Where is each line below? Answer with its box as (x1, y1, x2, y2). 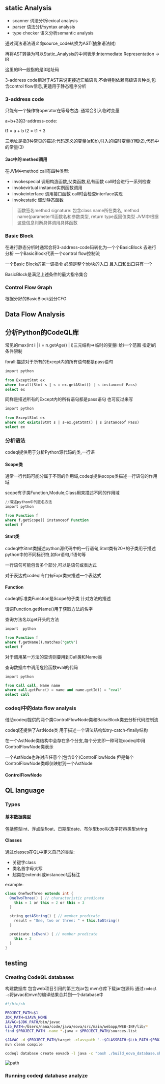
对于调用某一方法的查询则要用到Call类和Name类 (5, 654, 102, 660)
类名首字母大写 (12, 866, 43, 871)
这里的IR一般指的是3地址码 (5, 66, 59, 72)
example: (5, 881, 24, 887)
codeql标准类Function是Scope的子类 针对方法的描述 (5, 595, 111, 602)
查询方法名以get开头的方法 (5, 617, 59, 622)
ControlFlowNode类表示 (5, 744, 54, 750)
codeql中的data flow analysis (5, 705, 77, 712)
